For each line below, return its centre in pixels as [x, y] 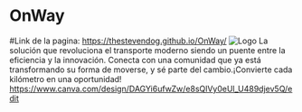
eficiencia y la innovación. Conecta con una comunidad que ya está [136, 60]
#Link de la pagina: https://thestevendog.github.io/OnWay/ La [139, 41]
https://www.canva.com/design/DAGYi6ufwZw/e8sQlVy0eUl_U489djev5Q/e [151, 89]
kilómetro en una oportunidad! [66, 79]
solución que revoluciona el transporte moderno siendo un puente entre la [148, 50]
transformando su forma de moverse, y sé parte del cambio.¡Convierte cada [151, 70]
